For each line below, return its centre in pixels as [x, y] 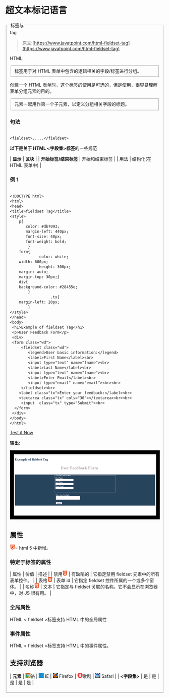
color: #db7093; [43, 226]
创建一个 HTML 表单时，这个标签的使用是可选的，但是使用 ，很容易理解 [84, 85]
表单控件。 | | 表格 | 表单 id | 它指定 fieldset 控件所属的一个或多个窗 [82, 580]
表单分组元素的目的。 [32, 91]
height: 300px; [55, 267]
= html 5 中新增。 [33, 548]
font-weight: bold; [46, 242]
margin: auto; [34, 272]
